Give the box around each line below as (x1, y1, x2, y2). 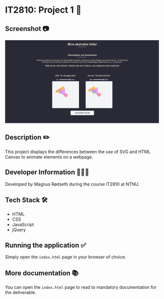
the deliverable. (5, 290, 37, 296)
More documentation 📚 (5, 269, 79, 277)
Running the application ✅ (5, 241, 86, 249)
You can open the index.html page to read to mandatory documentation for (5, 284, 157, 290)
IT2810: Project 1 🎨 (5, 4, 82, 16)
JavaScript (12, 222, 34, 228)
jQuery (12, 227, 26, 233)
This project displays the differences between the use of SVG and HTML (5, 149, 151, 155)
